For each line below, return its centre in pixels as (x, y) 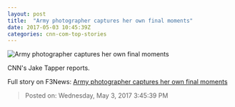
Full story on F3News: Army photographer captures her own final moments (117, 82)
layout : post (27, 14)
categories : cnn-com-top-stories (57, 34)
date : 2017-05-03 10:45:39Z (49, 27)
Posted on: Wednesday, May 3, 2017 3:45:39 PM (96, 96)
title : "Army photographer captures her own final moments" (100, 21)
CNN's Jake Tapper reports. (49, 68)
